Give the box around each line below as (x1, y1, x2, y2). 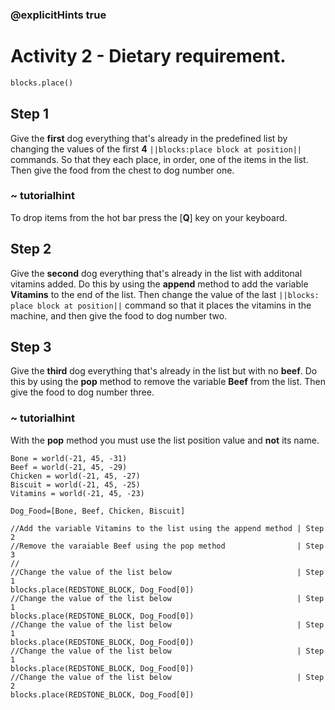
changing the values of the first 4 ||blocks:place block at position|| (10, 143, 302, 155)
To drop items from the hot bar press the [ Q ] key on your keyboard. (10, 211, 288, 223)
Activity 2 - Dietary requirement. (10, 45, 287, 68)
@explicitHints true (10, 8, 107, 22)
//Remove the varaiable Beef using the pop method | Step (10, 541, 325, 551)
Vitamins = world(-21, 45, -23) (10, 488, 145, 498)
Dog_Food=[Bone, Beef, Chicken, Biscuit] (10, 506, 186, 516)
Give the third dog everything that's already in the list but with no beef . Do (10, 365, 318, 377)
